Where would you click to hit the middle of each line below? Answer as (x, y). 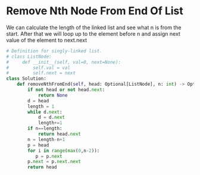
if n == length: (45, 129)
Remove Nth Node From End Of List (95, 11)
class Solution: (26, 79)
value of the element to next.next (47, 40)
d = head (38, 101)
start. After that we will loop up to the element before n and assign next (93, 33)
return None (53, 95)
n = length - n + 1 (46, 139)
